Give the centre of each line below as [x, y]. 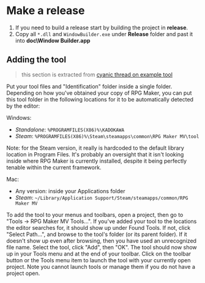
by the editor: [23, 106]
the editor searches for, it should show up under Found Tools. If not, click [99, 227]
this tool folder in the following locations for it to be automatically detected [100, 99]
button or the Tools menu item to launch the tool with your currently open [99, 260]
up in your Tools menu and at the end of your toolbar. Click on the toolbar [99, 254]
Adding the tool [36, 60]
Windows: [19, 117]
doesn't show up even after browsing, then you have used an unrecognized [102, 241]
